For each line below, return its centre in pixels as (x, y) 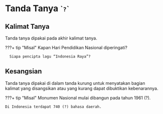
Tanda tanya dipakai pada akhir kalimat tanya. (51, 38)
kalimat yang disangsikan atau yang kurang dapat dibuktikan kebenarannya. (82, 88)
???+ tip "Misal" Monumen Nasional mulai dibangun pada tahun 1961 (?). (78, 97)
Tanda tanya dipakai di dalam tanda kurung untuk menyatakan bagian (75, 83)
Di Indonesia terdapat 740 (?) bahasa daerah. (53, 107)
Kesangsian (23, 71)
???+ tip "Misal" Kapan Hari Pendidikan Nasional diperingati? (66, 47)
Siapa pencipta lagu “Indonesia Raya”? (50, 57)
